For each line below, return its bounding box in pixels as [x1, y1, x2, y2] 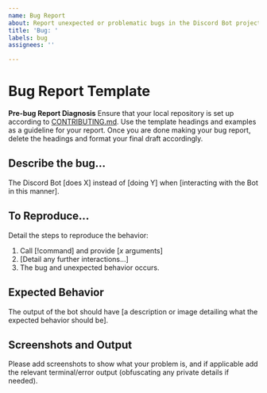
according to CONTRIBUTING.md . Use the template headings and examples [8, 117, 257, 127]
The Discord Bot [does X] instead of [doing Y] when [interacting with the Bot [8, 178, 258, 187]
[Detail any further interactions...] [19, 254, 129, 264]
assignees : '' [8, 41, 56, 49]
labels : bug [8, 33, 48, 42]
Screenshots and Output [8, 338, 133, 352]
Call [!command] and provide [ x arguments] [19, 245, 163, 255]
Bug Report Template [8, 83, 151, 100]
